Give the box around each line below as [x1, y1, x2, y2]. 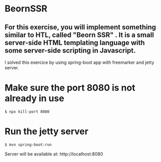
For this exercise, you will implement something [4, 23, 157, 31]
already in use [4, 93, 64, 104]
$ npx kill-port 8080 [4, 109, 50, 114]
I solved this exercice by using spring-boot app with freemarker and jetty [4, 59, 155, 65]
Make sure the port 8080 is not [4, 82, 136, 94]
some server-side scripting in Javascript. [4, 46, 136, 55]
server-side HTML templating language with [4, 38, 145, 47]
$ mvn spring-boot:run [4, 142, 52, 147]
